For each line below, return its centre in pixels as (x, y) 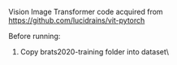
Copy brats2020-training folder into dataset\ (94, 52)
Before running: (35, 36)
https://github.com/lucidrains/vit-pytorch (77, 20)
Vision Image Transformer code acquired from (86, 12)
